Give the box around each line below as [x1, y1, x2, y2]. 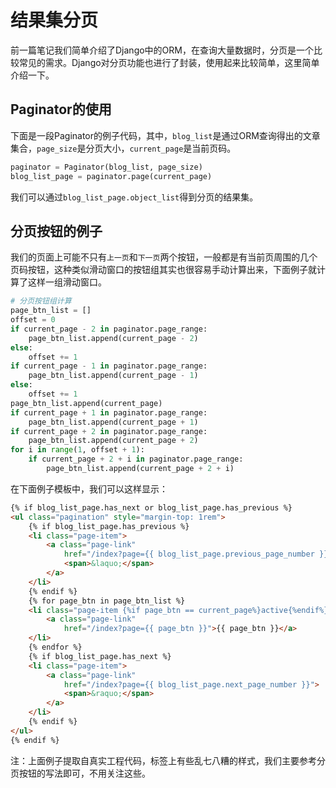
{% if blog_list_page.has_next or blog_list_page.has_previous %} [10, 502, 293, 513]
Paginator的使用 [10, 101, 112, 118]
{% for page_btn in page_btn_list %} [28, 596, 186, 606]
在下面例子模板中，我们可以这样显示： [10, 482, 168, 495]
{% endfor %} [28, 642, 83, 653]
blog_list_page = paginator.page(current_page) [10, 171, 213, 181]
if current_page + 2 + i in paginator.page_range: [28, 454, 244, 465]
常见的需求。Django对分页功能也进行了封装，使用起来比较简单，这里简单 [18, 56, 320, 68]
